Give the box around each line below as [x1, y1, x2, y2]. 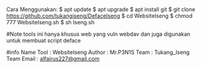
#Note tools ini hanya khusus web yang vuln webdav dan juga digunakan [6, 30, 191, 38]
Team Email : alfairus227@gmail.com [6, 55, 100, 62]
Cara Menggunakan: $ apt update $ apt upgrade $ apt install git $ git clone [6, 6, 195, 13]
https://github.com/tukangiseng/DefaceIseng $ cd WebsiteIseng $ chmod [6, 12, 193, 19]
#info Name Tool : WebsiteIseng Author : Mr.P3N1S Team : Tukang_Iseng [6, 49, 190, 56]
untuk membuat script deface [6, 37, 81, 44]
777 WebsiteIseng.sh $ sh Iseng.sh [6, 19, 95, 25]
